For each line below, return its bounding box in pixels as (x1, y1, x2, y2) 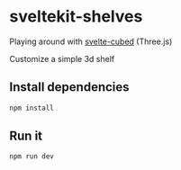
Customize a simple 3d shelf (9, 53, 115, 64)
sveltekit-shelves (9, 6, 143, 27)
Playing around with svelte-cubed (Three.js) (9, 36, 173, 47)
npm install (9, 103, 54, 112)
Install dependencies (9, 79, 130, 95)
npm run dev (9, 152, 54, 161)
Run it (9, 129, 43, 144)
